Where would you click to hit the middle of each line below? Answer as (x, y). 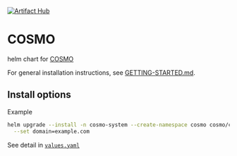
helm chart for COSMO (41, 59)
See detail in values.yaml (43, 145)
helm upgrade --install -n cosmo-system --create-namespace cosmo (107, 125)
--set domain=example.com (52, 131)
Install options (39, 95)
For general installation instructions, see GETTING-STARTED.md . (101, 72)
